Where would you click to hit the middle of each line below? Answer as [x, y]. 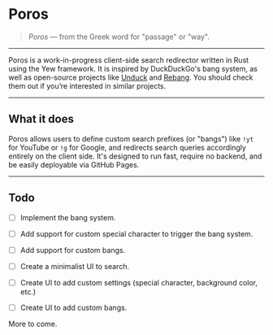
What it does [41, 119]
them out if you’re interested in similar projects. [87, 85]
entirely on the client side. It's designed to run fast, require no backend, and [135, 156]
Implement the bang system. [68, 217]
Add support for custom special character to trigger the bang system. [136, 233]
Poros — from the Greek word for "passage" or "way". [119, 37]
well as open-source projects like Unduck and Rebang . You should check [131, 77]
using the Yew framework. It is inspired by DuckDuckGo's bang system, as [133, 68]
